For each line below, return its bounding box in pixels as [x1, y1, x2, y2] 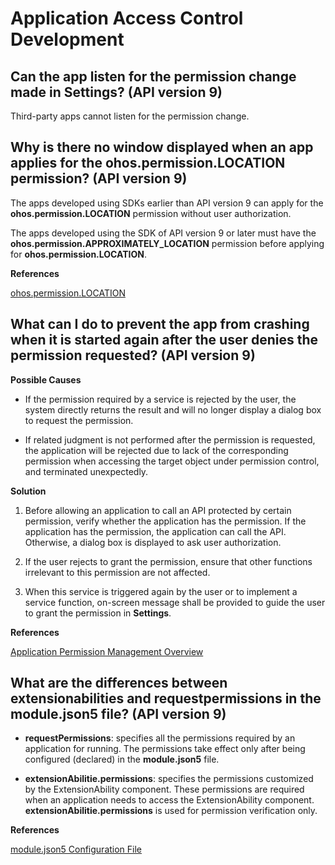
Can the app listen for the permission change [10, 68, 297, 85]
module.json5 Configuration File [10, 843, 143, 856]
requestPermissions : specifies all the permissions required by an [24, 732, 296, 744]
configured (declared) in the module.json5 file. [24, 753, 220, 766]
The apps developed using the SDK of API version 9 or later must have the [10, 227, 317, 239]
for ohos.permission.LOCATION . [10, 248, 148, 260]
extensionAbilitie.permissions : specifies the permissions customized [24, 773, 314, 785]
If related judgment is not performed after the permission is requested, [24, 433, 316, 446]
